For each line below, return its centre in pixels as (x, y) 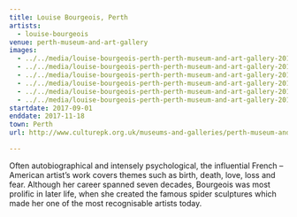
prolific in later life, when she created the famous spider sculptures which (143, 194)
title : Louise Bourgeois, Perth (69, 17)
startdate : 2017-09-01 (51, 108)
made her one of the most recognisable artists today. (106, 203)
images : (23, 50)
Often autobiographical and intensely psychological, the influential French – (146, 166)
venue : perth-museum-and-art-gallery (79, 42)
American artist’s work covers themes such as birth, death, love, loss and (142, 174)
